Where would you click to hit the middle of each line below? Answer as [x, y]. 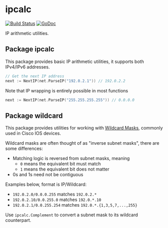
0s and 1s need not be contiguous [48, 175]
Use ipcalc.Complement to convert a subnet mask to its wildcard [72, 215]
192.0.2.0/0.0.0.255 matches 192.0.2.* [55, 194]
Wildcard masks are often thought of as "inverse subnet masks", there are [82, 143]
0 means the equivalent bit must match [60, 164]
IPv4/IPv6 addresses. [28, 67]
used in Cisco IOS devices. [33, 134]
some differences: [24, 149]
